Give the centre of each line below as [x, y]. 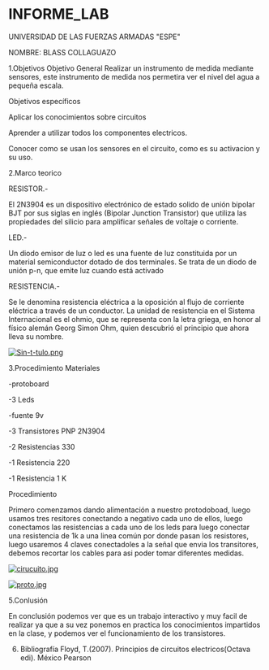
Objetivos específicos [45, 101]
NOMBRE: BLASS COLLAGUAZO [62, 52]
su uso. [21, 157]
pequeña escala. [36, 85]
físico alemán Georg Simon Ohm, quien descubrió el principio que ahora [129, 328]
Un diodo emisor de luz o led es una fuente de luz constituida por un [123, 253]
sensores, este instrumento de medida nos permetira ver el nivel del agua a [134, 76]
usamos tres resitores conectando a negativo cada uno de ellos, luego [126, 518]
